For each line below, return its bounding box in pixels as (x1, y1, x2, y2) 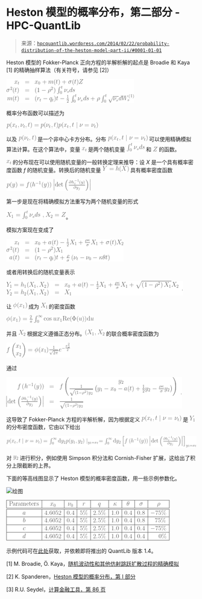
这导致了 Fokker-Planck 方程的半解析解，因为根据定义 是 (6, 415, 189, 423)
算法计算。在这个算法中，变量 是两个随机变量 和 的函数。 (6, 146, 180, 153)
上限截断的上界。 (11, 462, 54, 469)
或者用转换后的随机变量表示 (6, 268, 75, 276)
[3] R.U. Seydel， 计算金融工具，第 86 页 (6, 586, 106, 593)
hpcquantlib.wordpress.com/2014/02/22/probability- (37, 40, 170, 47)
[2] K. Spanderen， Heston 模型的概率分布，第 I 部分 (6, 572, 136, 580)
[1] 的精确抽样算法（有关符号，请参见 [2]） (6, 66, 113, 73)
